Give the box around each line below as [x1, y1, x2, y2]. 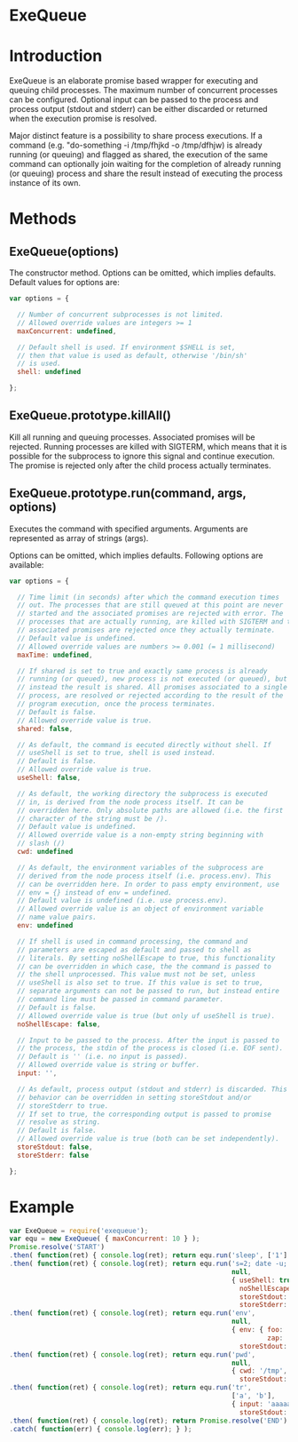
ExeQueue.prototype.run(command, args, [9, 486, 247, 501]
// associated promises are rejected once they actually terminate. [17, 625, 276, 634]
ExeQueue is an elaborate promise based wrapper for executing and [9, 76, 259, 86]
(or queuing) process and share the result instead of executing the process [9, 168, 284, 179]
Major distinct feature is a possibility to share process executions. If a [9, 131, 263, 141]
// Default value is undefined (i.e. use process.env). [17, 896, 228, 905]
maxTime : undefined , [17, 650, 93, 659]
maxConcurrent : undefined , [17, 326, 117, 336]
